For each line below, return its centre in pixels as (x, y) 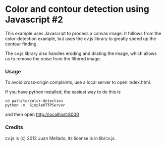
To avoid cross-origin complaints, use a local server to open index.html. (78, 82)
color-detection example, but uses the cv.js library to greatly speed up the (81, 39)
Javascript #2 (34, 20)
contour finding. (22, 44)
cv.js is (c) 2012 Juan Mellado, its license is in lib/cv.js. (60, 138)
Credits (14, 127)
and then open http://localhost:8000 (42, 114)
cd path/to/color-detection (34, 101)
